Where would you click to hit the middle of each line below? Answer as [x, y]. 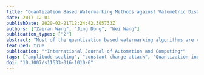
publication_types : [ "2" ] [39, 34]
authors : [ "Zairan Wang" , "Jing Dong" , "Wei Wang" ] [73, 29]
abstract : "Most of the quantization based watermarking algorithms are [100, 40]
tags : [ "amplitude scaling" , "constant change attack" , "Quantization [97, 57]
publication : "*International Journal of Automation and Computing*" [96, 51]
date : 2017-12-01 [28, 18]
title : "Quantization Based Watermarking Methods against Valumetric [96, 12]
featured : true [25, 46]
